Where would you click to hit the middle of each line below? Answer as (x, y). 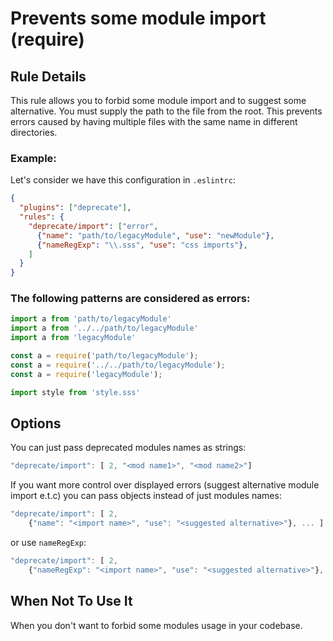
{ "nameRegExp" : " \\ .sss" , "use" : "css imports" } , (142, 245)
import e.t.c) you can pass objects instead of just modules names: (146, 496)
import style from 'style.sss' (75, 392)
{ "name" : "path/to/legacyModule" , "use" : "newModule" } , (155, 235)
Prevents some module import (138, 18)
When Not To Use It (71, 601)
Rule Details (48, 76)
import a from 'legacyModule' (73, 338)
